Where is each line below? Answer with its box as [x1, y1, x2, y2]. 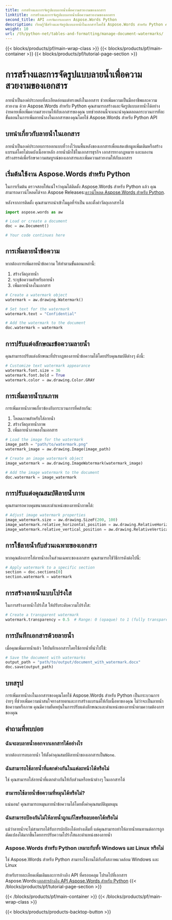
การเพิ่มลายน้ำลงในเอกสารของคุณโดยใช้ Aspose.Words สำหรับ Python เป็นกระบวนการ [5, 692, 160, 698]
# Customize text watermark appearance [5, 363, 91, 368]
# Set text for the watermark [5, 306, 70, 312]
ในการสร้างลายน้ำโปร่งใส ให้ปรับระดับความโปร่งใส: [5, 602, 91, 608]
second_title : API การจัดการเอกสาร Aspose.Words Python [5, 17, 117, 22]
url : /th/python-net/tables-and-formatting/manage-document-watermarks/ [5, 31, 164, 36]
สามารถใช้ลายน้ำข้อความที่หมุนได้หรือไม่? [5, 789, 85, 796]
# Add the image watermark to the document [5, 470, 100, 475]
